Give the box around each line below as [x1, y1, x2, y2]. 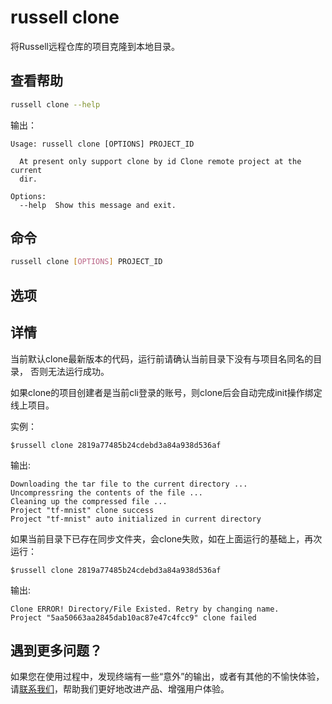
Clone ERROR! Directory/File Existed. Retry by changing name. [10, 604, 280, 614]
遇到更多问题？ [10, 642, 103, 659]
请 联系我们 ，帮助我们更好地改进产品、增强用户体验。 [10, 683, 230, 695]
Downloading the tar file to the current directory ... [10, 479, 248, 489]
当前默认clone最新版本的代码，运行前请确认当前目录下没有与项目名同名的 [10, 352, 314, 365]
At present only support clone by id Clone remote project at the [19, 156, 302, 166]
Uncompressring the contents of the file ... [10, 487, 203, 498]
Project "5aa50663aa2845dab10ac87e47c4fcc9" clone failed [10, 612, 257, 623]
